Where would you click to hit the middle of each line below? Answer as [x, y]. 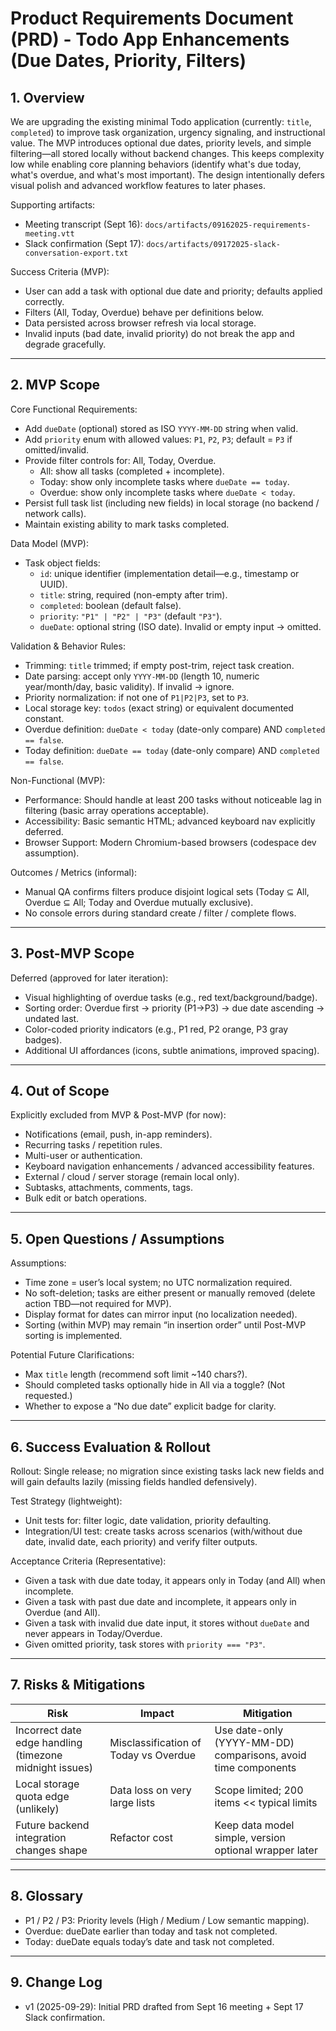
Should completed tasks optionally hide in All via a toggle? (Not [155, 1385]
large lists [132, 1802]
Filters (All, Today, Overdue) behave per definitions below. [144, 312]
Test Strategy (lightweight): [66, 1501]
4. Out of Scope [60, 1091]
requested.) [48, 1396]
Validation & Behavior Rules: [68, 646]
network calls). [55, 513]
